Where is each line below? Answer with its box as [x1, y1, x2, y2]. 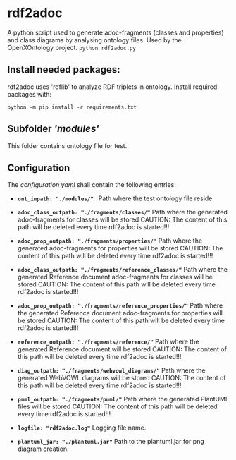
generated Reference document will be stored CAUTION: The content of [17, 345, 228, 353]
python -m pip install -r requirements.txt [7, 104, 137, 111]
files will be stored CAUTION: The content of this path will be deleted [17, 402, 218, 411]
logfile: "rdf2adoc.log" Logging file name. [17, 423, 147, 432]
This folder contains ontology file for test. [7, 141, 128, 150]
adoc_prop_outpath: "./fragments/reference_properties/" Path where [17, 301, 223, 310]
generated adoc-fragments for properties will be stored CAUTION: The [17, 244, 223, 253]
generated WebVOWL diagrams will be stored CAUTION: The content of [17, 374, 227, 382]
